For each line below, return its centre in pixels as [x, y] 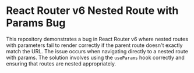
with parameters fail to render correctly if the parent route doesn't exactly [94, 45]
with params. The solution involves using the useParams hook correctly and [95, 57]
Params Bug [36, 23]
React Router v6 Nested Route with [92, 11]
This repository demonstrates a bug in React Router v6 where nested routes [97, 39]
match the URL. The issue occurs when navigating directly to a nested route [97, 51]
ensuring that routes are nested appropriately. [61, 63]
